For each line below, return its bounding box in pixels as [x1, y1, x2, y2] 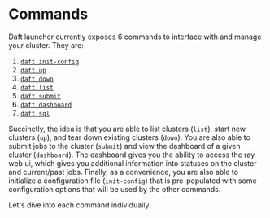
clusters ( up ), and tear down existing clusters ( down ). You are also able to [8, 132, 250, 142]
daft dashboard [20, 101, 72, 109]
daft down [20, 75, 54, 83]
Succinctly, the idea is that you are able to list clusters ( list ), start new [8, 124, 246, 133]
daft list [20, 83, 54, 92]
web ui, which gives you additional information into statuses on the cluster [8, 158, 257, 168]
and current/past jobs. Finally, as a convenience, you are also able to [8, 167, 238, 177]
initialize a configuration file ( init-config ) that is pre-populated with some [8, 176, 258, 185]
